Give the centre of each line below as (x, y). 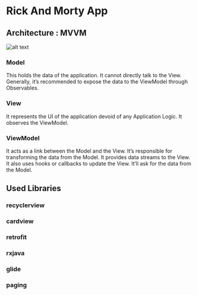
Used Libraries (34, 188)
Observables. (23, 88)
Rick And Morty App (57, 11)
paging (17, 285)
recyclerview (26, 205)
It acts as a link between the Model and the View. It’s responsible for (89, 151)
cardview (20, 221)
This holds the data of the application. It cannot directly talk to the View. (94, 75)
